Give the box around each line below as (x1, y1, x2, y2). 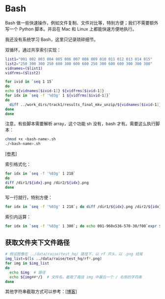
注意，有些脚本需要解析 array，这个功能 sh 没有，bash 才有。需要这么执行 (5, 121, 156, 127)
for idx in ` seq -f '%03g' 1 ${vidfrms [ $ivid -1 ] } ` (5, 93, 111, 98)
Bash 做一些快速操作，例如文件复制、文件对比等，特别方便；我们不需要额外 (5, 20, 159, 26)
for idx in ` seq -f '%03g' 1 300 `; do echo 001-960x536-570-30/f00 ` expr (5, 223, 157, 229)
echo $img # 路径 (9, 270, 46, 275)
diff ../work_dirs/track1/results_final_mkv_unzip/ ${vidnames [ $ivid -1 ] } (9, 102, 162, 107)
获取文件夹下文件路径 (5, 238, 70, 246)
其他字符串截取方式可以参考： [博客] (5, 289, 78, 295)
